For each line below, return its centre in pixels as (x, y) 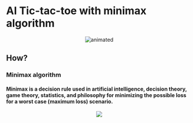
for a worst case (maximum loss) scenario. (60, 101)
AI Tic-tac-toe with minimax (76, 11)
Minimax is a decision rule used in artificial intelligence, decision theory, (97, 89)
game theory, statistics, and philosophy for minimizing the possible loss (97, 95)
